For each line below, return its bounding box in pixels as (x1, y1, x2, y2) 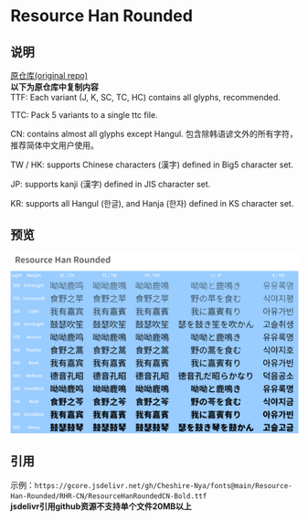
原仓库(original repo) (10, 70, 89, 80)
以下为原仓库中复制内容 (10, 81, 99, 92)
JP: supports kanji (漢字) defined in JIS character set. (10, 179, 211, 189)
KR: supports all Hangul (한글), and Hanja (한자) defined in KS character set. (10, 198, 294, 208)
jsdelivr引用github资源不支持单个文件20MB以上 (10, 500, 193, 512)
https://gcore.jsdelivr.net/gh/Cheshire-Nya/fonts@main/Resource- (34, 481, 293, 490)
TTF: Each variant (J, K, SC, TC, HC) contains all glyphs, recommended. (10, 92, 281, 102)
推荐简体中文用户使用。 (10, 140, 99, 151)
